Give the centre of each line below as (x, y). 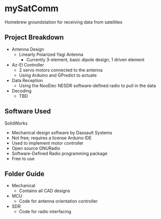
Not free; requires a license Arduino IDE (52, 138)
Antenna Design (28, 49)
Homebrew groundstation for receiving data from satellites (64, 22)
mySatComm (32, 9)
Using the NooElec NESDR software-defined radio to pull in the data (87, 86)
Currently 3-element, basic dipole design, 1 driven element (85, 60)
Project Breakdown (34, 37)
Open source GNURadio (36, 148)
